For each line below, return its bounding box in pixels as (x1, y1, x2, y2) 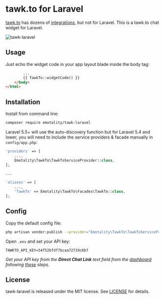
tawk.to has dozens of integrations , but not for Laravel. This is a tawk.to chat (5, 20, 159, 25)
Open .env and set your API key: (5, 238, 70, 244)
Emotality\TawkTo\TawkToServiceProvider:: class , (14, 158, 115, 163)
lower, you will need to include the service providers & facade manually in (5, 134, 153, 140)
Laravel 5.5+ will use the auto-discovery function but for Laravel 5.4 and (5, 129, 150, 135)
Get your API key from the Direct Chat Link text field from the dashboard (5, 256, 152, 262)
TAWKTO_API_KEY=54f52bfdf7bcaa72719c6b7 (5, 248, 89, 253)
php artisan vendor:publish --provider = (5, 229, 89, 235)
